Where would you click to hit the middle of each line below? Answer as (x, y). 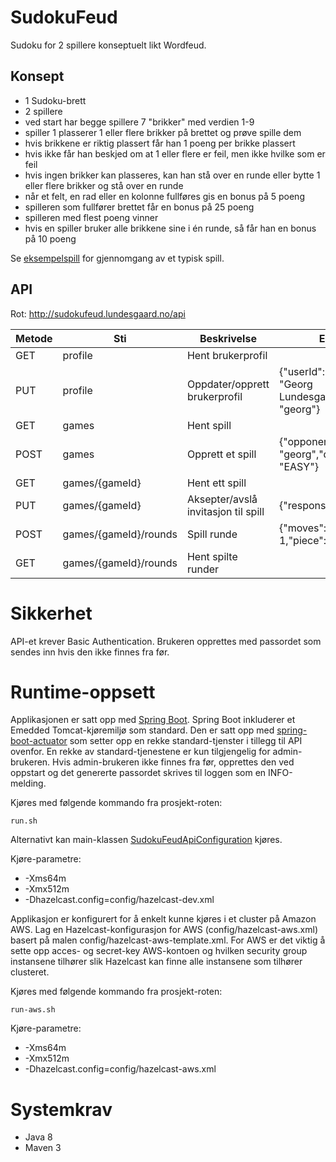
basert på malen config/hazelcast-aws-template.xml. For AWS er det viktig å (168, 940)
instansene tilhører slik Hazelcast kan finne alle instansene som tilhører (156, 962)
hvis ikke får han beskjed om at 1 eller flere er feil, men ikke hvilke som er (175, 153)
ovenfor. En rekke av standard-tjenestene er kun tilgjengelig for (140, 752)
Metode (34, 338)
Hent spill (209, 425)
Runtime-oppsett (83, 692)
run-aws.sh (33, 1010)
